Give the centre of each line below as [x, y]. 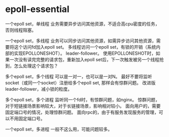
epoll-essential [37, 9]
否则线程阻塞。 [21, 30]
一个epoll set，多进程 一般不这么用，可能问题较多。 [59, 129]
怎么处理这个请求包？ [36, 66]
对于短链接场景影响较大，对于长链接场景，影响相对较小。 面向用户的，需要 [83, 106]
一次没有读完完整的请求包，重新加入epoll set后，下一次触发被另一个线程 [84, 59]
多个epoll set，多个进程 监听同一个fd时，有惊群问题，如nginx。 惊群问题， [82, 99]
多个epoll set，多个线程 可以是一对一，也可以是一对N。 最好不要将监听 [79, 76]
